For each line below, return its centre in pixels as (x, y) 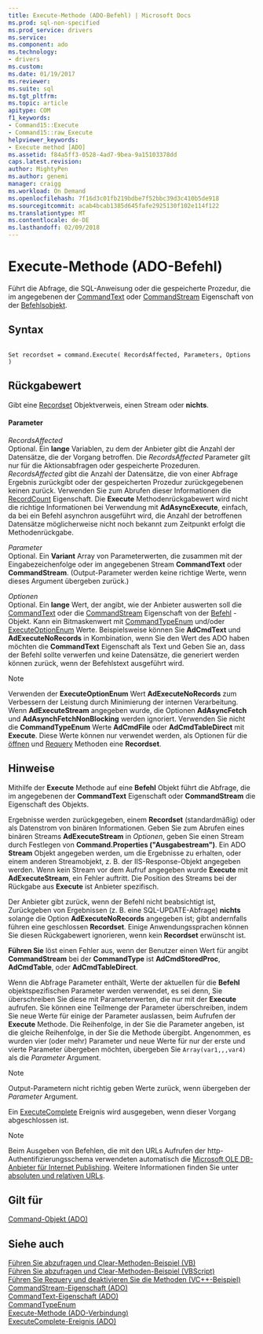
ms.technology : (33, 52)
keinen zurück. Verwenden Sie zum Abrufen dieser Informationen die (120, 490)
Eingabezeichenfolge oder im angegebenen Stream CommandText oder (125, 564)
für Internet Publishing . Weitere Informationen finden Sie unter (138, 1167)
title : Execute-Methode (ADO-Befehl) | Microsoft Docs (100, 15)
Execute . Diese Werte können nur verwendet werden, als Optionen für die (128, 735)
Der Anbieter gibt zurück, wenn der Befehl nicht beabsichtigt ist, (112, 901)
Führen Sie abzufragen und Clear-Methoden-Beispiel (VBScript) (111, 1271)
